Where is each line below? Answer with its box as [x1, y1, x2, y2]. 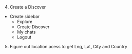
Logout [17, 34, 32, 40]
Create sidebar [9, 14, 40, 19]
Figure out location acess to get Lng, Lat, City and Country [9, 44, 128, 49]
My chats [17, 29, 36, 35]
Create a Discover [9, 4, 46, 10]
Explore [17, 19, 33, 24]
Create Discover [17, 24, 50, 30]
